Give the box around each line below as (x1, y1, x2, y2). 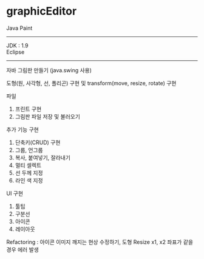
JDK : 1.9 (6, 41, 29, 49)
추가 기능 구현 (6, 126, 39, 133)
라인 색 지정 (15, 176, 44, 184)
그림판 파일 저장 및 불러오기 (15, 112, 81, 120)
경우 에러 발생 (6, 246, 39, 253)
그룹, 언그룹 (15, 146, 44, 153)
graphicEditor (6, 4, 77, 18)
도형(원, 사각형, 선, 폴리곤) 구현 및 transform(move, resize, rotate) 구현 (6, 79, 177, 86)
